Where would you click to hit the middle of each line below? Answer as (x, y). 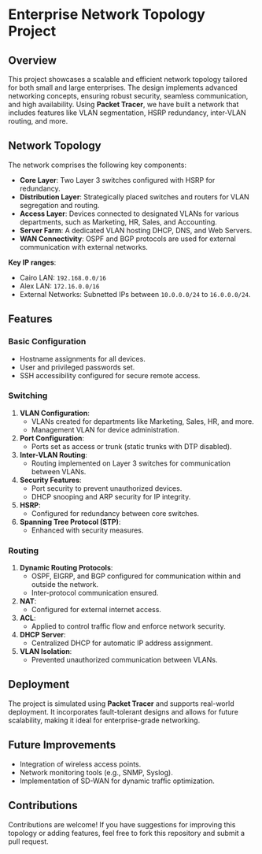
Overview (33, 60)
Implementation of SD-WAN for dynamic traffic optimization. (117, 781)
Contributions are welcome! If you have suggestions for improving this (122, 824)
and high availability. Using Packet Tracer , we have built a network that (124, 104)
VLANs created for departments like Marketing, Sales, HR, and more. (142, 421)
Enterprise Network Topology (107, 15)
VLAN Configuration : (55, 413)
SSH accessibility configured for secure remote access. (110, 375)
